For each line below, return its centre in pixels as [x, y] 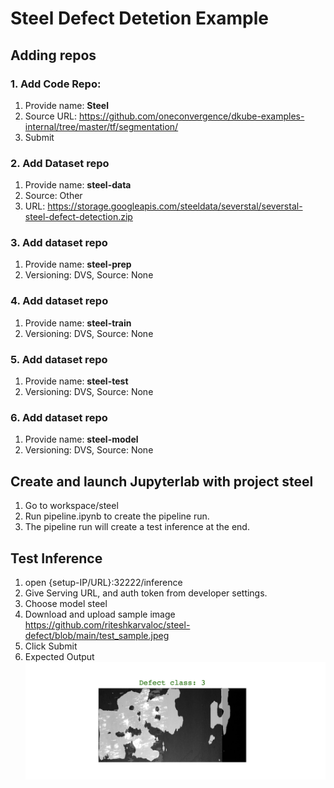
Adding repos [53, 55]
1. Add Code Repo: [56, 84]
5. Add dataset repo [59, 359]
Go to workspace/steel [71, 506]
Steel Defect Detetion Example [139, 18]
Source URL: [50, 116]
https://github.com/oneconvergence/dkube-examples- [191, 116]
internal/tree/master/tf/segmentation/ [101, 126]
